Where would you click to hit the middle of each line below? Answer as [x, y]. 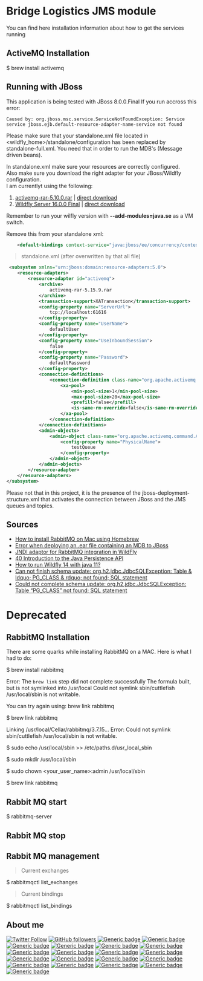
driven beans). [24, 155]
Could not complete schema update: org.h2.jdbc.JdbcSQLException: [101, 584]
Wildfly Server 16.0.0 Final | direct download [70, 204]
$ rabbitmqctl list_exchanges [42, 882]
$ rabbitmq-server [29, 816]
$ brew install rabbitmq [35, 670]
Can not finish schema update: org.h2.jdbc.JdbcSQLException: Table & [103, 571]
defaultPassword [70, 363]
